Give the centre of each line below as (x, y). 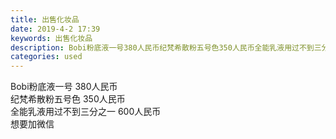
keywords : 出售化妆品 (51, 38)
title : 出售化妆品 (45, 19)
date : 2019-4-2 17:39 (55, 29)
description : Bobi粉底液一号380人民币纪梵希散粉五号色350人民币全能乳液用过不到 (162, 47)
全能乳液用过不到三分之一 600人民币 (86, 112)
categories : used (46, 57)
